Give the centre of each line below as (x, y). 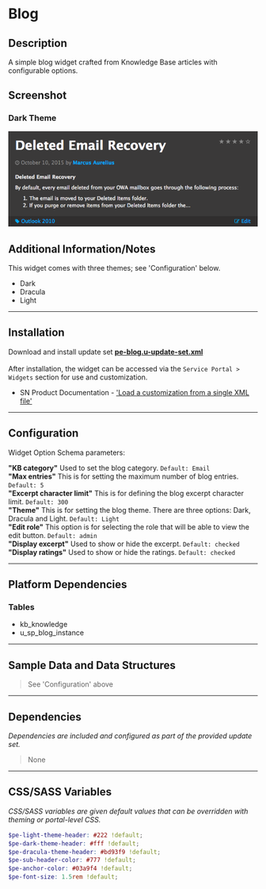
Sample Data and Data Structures (92, 665)
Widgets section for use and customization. (78, 377)
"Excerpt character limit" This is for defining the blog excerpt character (126, 493)
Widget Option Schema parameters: (66, 452)
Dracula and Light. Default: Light (64, 518)
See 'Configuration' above (70, 684)
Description (38, 43)
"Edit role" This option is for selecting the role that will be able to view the (129, 527)
